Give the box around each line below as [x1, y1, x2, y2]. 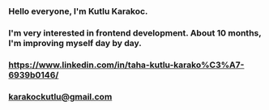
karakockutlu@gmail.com [8, 91, 113, 102]
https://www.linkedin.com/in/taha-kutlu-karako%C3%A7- [8, 59, 245, 70]
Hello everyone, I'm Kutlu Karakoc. [8, 6, 148, 17]
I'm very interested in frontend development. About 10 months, [8, 27, 262, 38]
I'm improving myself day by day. [8, 37, 142, 49]
